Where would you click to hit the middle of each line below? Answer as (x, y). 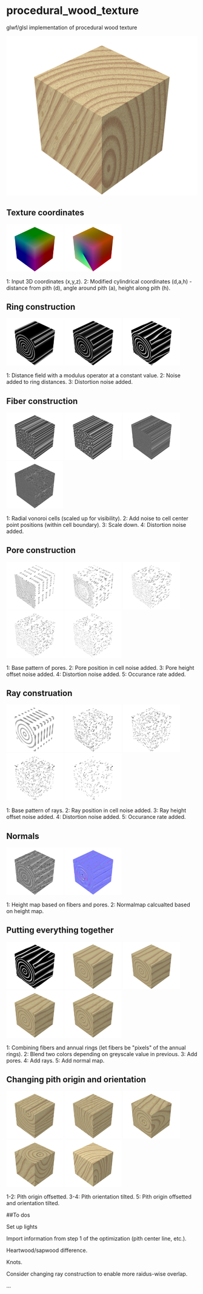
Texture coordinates (45, 213)
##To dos (18, 1215)
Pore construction (41, 550)
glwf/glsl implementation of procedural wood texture (72, 27)
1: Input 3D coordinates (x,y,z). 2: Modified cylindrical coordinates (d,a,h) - (99, 281)
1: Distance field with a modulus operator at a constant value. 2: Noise (93, 375)
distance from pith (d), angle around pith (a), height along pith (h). (88, 288)
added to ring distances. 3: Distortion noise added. (70, 382)
